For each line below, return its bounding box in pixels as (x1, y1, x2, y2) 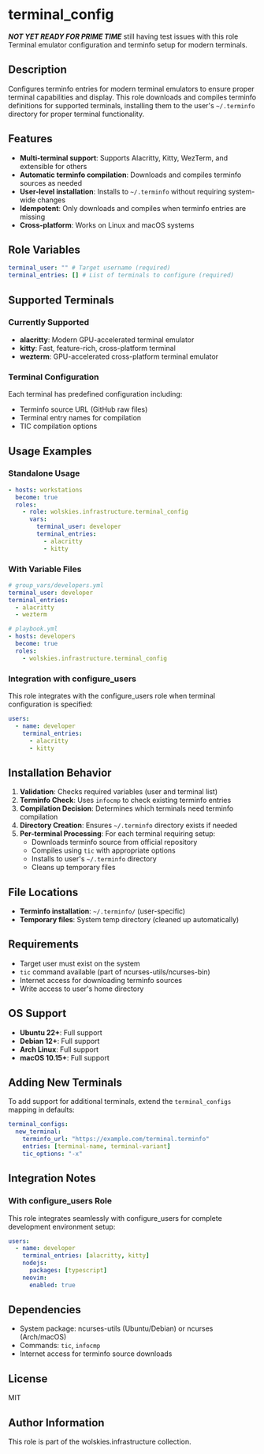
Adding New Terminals (8, 1076, 122, 1090)
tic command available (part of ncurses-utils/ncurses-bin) (19, 966, 210, 977)
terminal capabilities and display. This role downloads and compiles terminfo (8, 92, 257, 102)
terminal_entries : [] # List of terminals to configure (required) (8, 271, 235, 280)
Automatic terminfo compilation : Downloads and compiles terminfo (19, 170, 242, 179)
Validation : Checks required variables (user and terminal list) (19, 787, 218, 797)
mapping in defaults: (8, 1105, 75, 1115)
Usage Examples (8, 444, 92, 458)
